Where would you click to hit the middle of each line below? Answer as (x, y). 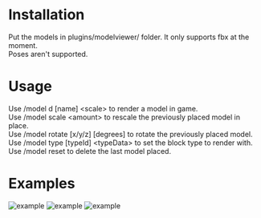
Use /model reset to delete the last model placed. (90, 151)
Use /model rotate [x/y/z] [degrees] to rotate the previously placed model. (130, 134)
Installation (47, 15)
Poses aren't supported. (48, 54)
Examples (42, 184)
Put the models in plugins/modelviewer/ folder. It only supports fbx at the (129, 37)
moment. (23, 45)
